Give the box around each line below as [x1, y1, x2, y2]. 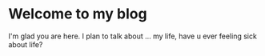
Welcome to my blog [8, 5, 147, 23]
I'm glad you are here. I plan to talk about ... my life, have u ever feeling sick [8, 31, 258, 41]
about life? [8, 39, 43, 49]
